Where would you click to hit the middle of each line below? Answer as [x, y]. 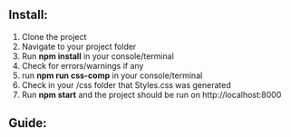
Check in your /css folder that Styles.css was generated [126, 84]
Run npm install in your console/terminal [97, 56]
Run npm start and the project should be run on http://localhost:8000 [151, 94]
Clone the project [54, 36]
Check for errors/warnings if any [82, 65]
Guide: [28, 123]
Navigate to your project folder [79, 46]
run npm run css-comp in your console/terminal [112, 75]
